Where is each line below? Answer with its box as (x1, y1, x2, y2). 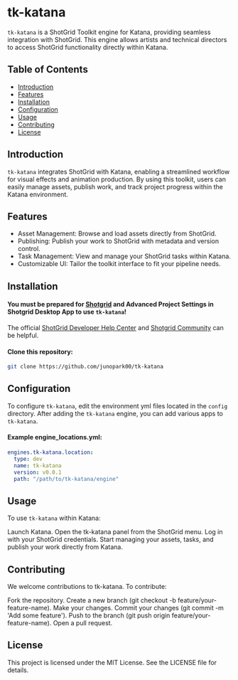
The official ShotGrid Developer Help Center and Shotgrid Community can (7, 323, 224, 331)
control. (17, 245, 40, 253)
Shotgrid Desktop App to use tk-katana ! (7, 307, 126, 317)
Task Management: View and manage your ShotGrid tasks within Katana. (17, 252, 231, 260)
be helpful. (7, 331, 39, 339)
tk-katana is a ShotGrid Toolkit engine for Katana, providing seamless (7, 28, 211, 36)
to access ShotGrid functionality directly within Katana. (7, 43, 168, 51)
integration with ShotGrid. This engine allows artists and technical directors (7, 35, 227, 43)
